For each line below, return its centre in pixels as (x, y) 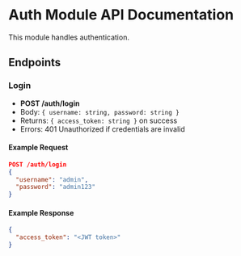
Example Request (38, 148)
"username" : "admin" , (52, 179)
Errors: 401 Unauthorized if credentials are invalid (103, 129)
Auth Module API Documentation (121, 15)
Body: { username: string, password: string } (99, 111)
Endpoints (35, 63)
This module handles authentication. (69, 37)
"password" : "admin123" (55, 187)
